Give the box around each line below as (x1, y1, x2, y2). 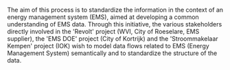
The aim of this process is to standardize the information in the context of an (7, 6, 224, 14)
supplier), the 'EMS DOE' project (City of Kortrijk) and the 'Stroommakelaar (7, 35, 218, 43)
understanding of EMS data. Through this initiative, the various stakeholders (7, 20, 222, 28)
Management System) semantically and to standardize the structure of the (7, 49, 218, 57)
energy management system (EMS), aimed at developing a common (7, 13, 199, 21)
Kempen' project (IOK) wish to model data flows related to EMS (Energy (7, 42, 209, 50)
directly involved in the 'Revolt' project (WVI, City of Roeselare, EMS (7, 27, 200, 35)
